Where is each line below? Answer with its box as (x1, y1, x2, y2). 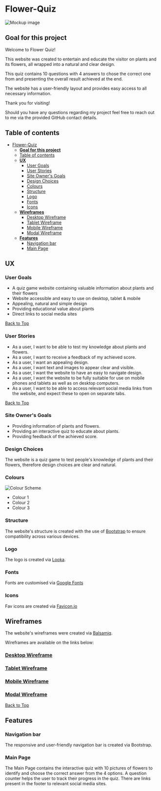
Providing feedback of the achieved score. (12, 433, 98, 439)
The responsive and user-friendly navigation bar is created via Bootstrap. (5, 742, 152, 748)
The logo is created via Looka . (5, 557, 66, 563)
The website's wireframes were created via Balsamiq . (5, 630, 113, 636)
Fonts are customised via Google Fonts (5, 580, 83, 586)
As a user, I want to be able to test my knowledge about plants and (12, 344, 146, 350)
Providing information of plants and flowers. (12, 423, 101, 429)
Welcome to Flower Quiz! (5, 46, 56, 52)
